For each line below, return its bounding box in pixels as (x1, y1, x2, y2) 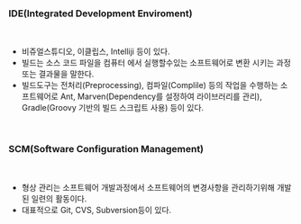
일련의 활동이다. (31, 193, 87, 204)
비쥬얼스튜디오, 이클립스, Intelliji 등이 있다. (21, 46, 170, 57)
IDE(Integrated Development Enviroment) (8, 7, 193, 20)
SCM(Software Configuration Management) (8, 143, 205, 156)
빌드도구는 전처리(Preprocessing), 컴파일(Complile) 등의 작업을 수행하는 (21, 80, 278, 91)
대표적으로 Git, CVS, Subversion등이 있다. (21, 204, 172, 215)
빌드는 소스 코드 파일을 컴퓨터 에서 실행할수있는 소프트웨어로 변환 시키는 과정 (21, 58, 292, 68)
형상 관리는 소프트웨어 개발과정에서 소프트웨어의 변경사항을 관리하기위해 (21, 182, 276, 193)
